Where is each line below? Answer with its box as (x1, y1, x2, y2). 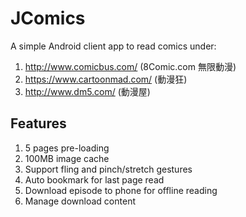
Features (10, 115, 67, 132)
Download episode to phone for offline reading (24, 184, 218, 196)
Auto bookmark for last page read (24, 173, 165, 186)
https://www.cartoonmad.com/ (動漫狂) (24, 73, 188, 85)
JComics (10, 7, 86, 30)
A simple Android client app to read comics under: (10, 40, 217, 52)
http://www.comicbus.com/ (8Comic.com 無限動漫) (24, 60, 237, 72)
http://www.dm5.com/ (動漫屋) (24, 85, 151, 97)
